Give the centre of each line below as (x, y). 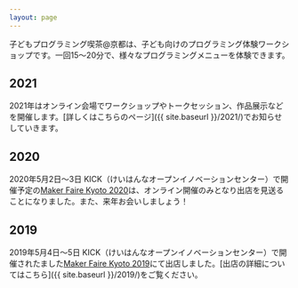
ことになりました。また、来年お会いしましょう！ (99, 202)
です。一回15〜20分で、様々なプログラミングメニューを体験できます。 (161, 55)
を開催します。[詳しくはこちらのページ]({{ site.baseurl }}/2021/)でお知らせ (146, 117)
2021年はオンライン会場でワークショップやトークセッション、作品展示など (146, 106)
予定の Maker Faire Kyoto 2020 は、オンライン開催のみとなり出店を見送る (150, 190)
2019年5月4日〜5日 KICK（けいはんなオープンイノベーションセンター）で (145, 252)
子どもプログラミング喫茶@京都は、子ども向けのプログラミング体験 (134, 44)
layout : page (33, 17)
